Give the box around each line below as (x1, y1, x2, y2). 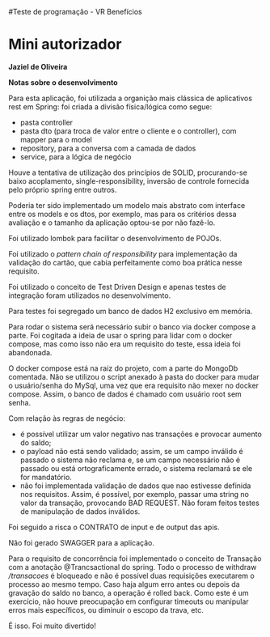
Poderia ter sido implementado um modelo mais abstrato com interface (8, 200, 246, 210)
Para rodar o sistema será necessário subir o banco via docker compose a (8, 321, 256, 331)
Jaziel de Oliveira (8, 62, 68, 71)
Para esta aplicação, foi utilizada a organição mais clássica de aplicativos (8, 93, 253, 103)
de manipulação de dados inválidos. (19, 506, 141, 516)
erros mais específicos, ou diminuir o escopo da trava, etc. (8, 605, 204, 614)
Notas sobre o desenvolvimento (8, 77, 118, 87)
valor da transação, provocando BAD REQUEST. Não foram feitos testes (19, 498, 260, 507)
